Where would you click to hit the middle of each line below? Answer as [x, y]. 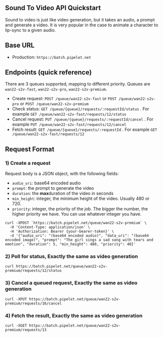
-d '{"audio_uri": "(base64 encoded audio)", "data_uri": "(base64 [79, 236]
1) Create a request [28, 163]
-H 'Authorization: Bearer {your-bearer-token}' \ [62, 231]
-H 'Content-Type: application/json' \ [50, 227]
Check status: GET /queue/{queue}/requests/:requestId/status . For [81, 109]
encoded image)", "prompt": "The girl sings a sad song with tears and [79, 240]
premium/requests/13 [26, 330]
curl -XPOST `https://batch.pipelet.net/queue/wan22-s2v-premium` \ [76, 223]
